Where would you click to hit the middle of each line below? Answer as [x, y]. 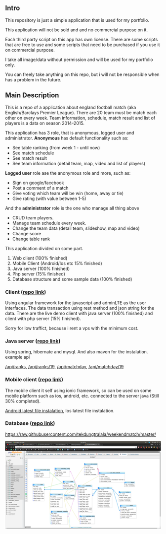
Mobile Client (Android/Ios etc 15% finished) [57, 263]
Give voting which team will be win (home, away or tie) [68, 193]
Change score [27, 233]
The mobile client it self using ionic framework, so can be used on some [78, 390]
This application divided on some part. [44, 248]
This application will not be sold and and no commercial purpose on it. [77, 30]
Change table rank [31, 239]
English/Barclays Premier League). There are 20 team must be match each [81, 112]
